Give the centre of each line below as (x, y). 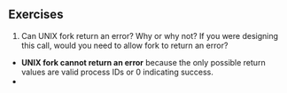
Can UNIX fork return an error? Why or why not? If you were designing (150, 35)
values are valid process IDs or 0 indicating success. (117, 72)
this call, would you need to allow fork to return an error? (124, 45)
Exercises (36, 15)
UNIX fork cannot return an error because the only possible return (143, 62)
